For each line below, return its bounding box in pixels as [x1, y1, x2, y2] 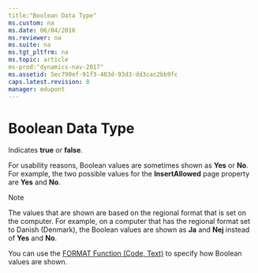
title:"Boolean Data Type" [8, 11, 97, 20]
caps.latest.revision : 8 [8, 78, 90, 85]
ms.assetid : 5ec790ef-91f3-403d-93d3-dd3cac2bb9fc [8, 70, 178, 78]
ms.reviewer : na [8, 33, 62, 42]
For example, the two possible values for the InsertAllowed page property [8, 169, 250, 179]
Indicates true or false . [8, 146, 83, 155]
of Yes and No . [8, 233, 58, 243]
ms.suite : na [8, 41, 51, 49]
